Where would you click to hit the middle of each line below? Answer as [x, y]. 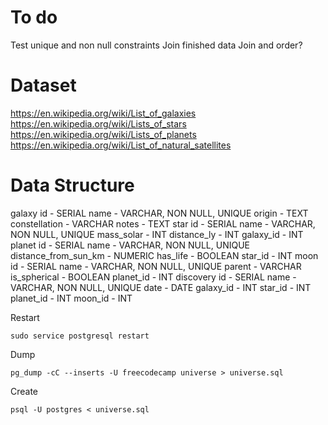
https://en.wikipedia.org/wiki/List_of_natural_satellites [121, 145]
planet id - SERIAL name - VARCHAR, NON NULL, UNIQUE [130, 245]
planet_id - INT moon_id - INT [71, 298]
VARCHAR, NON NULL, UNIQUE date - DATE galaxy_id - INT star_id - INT [161, 287]
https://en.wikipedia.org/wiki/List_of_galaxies [103, 113]
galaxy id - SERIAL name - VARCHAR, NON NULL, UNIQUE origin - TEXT [159, 213]
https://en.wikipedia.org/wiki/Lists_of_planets [103, 134]
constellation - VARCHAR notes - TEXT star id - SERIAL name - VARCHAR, [163, 223]
